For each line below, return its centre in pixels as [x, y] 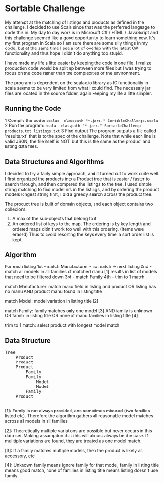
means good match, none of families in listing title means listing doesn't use [82, 470]
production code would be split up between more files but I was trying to [78, 68]
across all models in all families [36, 421]
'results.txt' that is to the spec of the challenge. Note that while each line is [80, 136]
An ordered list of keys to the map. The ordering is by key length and [81, 224]
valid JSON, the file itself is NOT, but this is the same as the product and [78, 141]
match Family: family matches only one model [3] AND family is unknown [79, 311]
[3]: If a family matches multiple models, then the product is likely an [74, 451]
